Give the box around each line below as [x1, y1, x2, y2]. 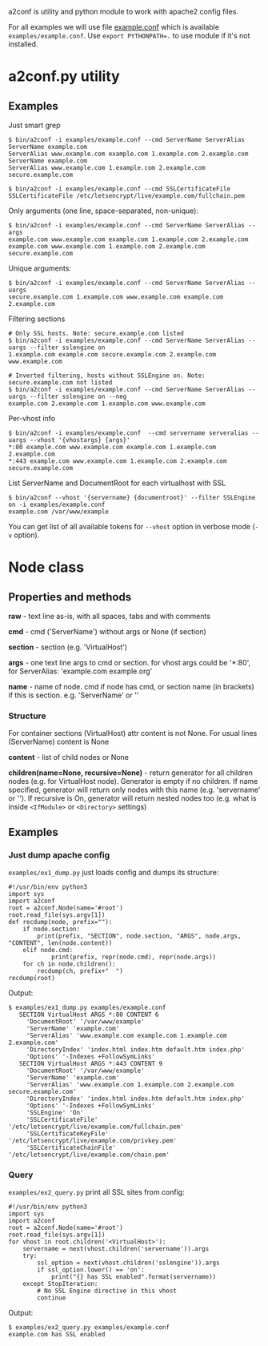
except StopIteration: [22, 1280, 98, 1288]
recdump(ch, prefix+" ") [37, 966, 124, 975]
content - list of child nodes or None [8, 753, 130, 762]
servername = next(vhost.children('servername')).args [22, 1245, 210, 1253]
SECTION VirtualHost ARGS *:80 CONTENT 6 [18, 1011, 159, 1019]
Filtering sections [8, 314, 66, 323]
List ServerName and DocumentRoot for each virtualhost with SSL [8, 478, 226, 488]
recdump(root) [8, 974, 56, 982]
